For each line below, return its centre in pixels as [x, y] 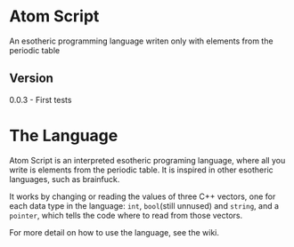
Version [31, 79]
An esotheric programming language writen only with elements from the [141, 41]
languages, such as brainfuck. [65, 179]
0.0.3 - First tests [41, 100]
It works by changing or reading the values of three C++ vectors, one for [143, 196]
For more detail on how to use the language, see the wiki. [114, 232]
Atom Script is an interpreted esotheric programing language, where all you [147, 160]
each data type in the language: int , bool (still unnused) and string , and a [144, 205]
